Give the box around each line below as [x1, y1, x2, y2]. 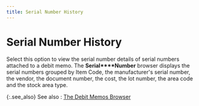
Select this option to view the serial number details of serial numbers [6, 55, 179, 63]
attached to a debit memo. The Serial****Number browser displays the [6, 62, 190, 69]
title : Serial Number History [6, 9, 84, 15]
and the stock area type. [6, 81, 68, 88]
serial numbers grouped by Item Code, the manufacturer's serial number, [6, 68, 191, 76]
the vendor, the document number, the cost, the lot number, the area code [6, 74, 193, 82]
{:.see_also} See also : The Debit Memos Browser [6, 93, 131, 101]
